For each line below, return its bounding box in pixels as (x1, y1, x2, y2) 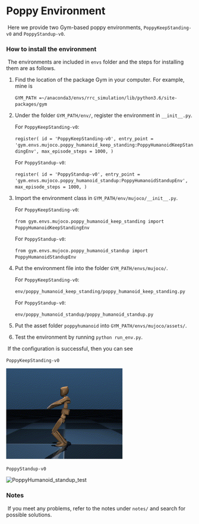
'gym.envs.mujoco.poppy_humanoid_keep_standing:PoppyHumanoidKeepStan (14, 142, 194, 148)
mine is (14, 82, 33, 90)
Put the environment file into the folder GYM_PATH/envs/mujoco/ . (14, 265, 168, 272)
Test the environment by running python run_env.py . (14, 334, 143, 341)
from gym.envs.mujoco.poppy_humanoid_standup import (14, 248, 149, 254)
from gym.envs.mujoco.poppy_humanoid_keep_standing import (14, 218, 165, 225)
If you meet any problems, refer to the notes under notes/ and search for (7, 504, 186, 512)
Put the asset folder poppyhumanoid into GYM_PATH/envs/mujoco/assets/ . (14, 322, 187, 329)
